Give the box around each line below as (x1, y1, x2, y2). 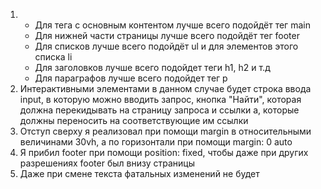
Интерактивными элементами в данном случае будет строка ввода (19, 83, 312, 94)
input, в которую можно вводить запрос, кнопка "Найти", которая (19, 94, 302, 105)
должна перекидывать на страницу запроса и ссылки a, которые (19, 104, 300, 116)
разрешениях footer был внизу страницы (19, 157, 195, 169)
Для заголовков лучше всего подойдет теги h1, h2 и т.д (34, 62, 271, 73)
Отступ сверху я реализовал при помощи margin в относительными (19, 125, 312, 137)
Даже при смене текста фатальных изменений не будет (19, 168, 260, 179)
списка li (34, 51, 73, 63)
